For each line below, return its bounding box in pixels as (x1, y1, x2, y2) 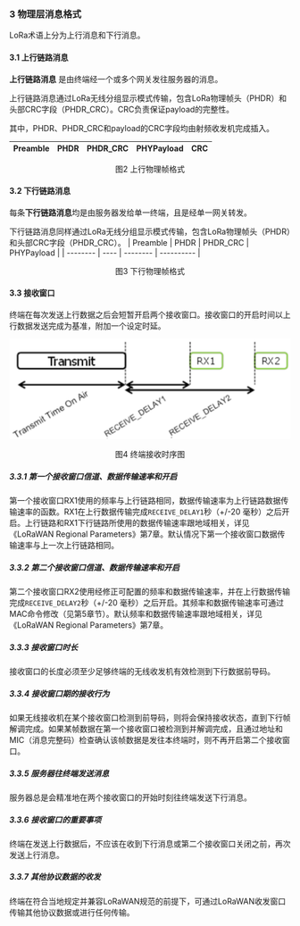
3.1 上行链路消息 (9, 52, 69, 63)
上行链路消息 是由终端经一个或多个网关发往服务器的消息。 (9, 73, 223, 84)
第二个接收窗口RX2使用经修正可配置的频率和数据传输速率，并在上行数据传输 (9, 587, 291, 596)
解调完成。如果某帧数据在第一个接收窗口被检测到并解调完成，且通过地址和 (9, 723, 283, 734)
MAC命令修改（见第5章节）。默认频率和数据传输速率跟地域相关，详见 (9, 609, 263, 619)
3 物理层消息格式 (9, 7, 82, 20)
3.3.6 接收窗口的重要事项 (9, 814, 102, 825)
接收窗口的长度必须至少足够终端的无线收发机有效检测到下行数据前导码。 (9, 665, 275, 676)
